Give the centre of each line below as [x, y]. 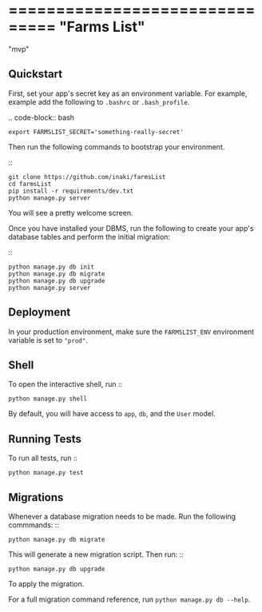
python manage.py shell [48, 399]
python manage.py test [46, 473]
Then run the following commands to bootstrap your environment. [117, 147]
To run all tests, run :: [43, 458]
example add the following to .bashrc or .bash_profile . [99, 101]
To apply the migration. [46, 584]
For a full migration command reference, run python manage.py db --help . [129, 599]
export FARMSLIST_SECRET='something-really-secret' [96, 132]
